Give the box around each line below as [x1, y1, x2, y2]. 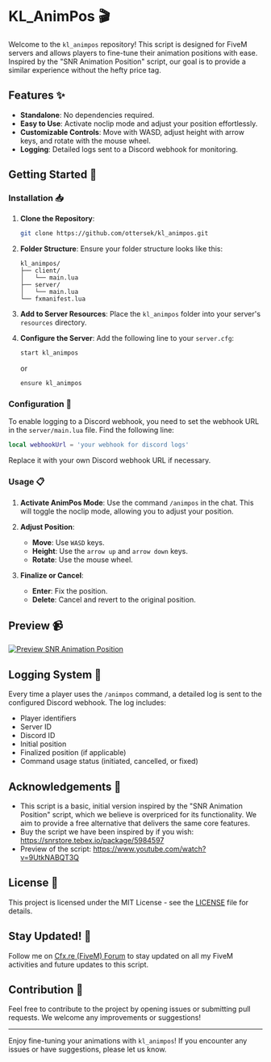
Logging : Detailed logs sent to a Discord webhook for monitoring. [19, 144, 238, 154]
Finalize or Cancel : [19, 570, 84, 580]
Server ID [19, 722, 52, 732]
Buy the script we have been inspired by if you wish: [19, 826, 194, 837]
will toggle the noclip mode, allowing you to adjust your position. [19, 506, 234, 516]
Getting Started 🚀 [8, 168, 98, 182]
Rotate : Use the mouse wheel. [31, 555, 133, 565]
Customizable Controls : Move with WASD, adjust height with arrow [19, 127, 244, 136]
